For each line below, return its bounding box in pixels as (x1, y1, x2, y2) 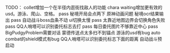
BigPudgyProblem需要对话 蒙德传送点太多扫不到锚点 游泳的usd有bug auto (5, 30, 161, 35)
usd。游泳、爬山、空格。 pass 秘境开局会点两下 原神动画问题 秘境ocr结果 (5, 11, 160, 17)
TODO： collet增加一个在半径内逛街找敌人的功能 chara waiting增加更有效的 (5, 5, 162, 10)
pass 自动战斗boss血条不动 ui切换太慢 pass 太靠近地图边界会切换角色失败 (11, 17, 165, 23)
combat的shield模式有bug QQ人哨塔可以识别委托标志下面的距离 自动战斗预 (5, 36, 162, 42)
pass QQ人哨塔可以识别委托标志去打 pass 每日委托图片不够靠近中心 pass (5, 23, 158, 29)
